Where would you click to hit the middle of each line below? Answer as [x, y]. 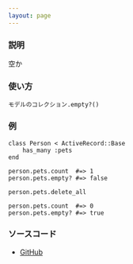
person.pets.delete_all [47, 192]
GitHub [31, 252]
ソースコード [32, 234]
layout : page [30, 16]
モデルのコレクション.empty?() [54, 105]
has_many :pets [47, 150]
